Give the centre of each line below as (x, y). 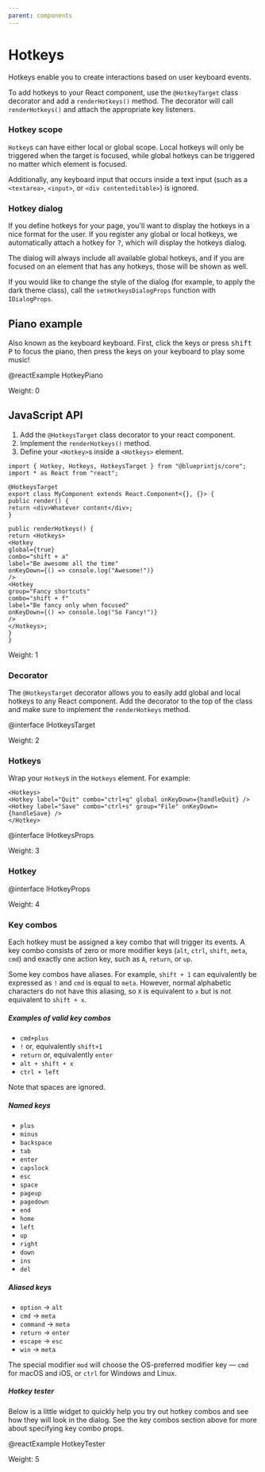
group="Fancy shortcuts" (49, 591)
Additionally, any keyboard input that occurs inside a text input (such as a (128, 179)
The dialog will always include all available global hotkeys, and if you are (126, 258)
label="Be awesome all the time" (63, 564)
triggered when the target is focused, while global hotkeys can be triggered (132, 155)
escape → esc (41, 1341)
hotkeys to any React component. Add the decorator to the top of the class (131, 701)
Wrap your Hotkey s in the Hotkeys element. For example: (100, 778)
